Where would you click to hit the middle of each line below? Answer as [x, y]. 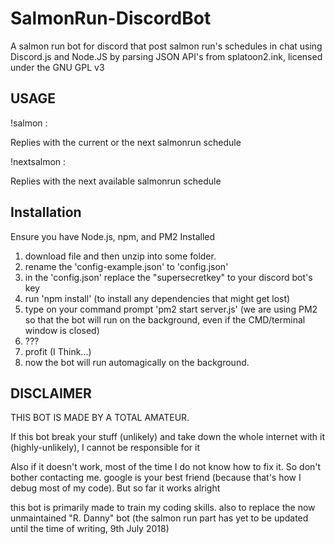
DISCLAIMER [51, 393]
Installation [46, 212]
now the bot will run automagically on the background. [137, 362]
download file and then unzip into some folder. [120, 256]
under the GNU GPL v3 [57, 67]
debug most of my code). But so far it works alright [115, 488]
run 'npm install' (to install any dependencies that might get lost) [157, 298]
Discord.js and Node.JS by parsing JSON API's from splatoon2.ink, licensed [166, 56]
